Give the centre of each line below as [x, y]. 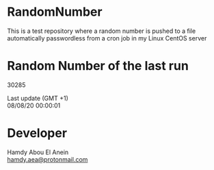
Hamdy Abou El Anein [38, 152]
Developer [37, 133]
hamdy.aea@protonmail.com [48, 159]
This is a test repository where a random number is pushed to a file [102, 31]
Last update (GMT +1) [38, 98]
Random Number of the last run [98, 66]
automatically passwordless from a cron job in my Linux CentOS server [107, 38]
